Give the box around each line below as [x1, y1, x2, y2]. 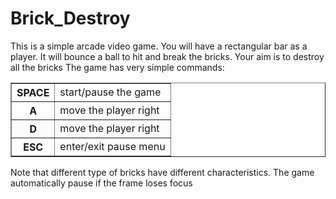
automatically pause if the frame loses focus [10, 177, 193, 189]
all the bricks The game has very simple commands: [10, 61, 225, 73]
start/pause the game [59, 85, 162, 99]
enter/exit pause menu [59, 139, 166, 153]
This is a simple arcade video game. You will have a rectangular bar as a [10, 40, 308, 52]
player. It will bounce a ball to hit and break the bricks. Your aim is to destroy [10, 50, 325, 62]
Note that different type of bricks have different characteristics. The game [10, 166, 315, 178]
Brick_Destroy [10, 7, 131, 30]
